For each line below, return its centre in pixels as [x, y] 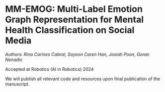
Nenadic [14, 59]
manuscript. [17, 84]
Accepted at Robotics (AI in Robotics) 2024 [49, 69]
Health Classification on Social [70, 30]
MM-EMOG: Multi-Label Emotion [74, 9]
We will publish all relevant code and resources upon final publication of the [83, 79]
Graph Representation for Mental [75, 20]
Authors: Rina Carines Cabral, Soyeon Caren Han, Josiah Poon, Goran [78, 54]
